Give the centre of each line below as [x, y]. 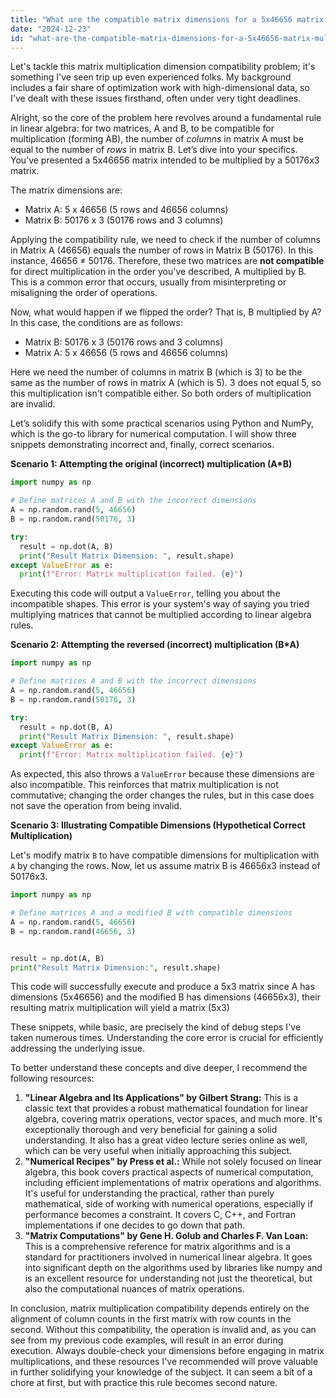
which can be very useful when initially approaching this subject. [158, 1151]
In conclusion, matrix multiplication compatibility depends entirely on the [160, 1308]
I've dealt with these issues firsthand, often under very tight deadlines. [156, 98]
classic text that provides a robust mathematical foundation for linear [166, 1108]
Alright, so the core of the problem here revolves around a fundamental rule [166, 118]
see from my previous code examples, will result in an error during [147, 1340]
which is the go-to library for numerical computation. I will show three [153, 434]
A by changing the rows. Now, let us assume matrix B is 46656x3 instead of [165, 866]
